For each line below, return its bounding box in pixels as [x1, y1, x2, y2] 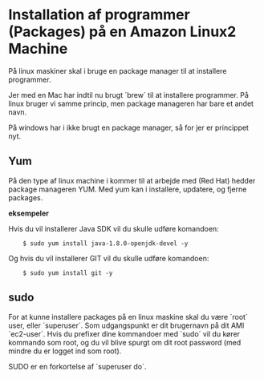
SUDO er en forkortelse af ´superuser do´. [8, 361, 147, 371]
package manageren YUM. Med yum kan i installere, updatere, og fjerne [8, 184, 247, 194]
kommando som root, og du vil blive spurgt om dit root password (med [8, 337, 242, 347]
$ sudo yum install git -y [22, 268, 113, 277]
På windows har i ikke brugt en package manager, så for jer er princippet [8, 123, 249, 132]
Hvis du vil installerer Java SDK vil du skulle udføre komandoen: [8, 224, 219, 233]
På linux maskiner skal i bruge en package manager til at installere [8, 66, 227, 75]
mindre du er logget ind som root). [8, 346, 122, 356]
